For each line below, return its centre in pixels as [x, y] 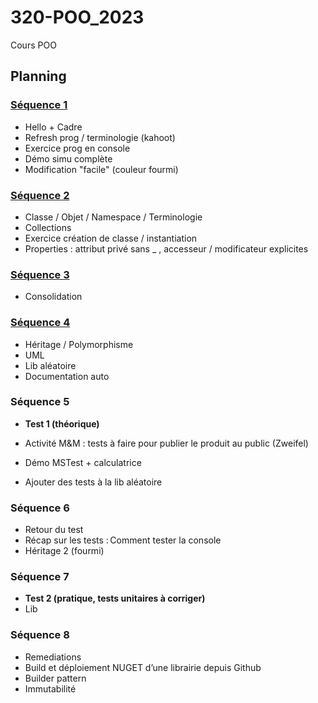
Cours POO [33, 45]
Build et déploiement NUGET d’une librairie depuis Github [143, 667]
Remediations [53, 657]
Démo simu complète [68, 158]
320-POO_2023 [77, 17]
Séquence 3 [40, 274]
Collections [48, 227]
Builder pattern [55, 678]
